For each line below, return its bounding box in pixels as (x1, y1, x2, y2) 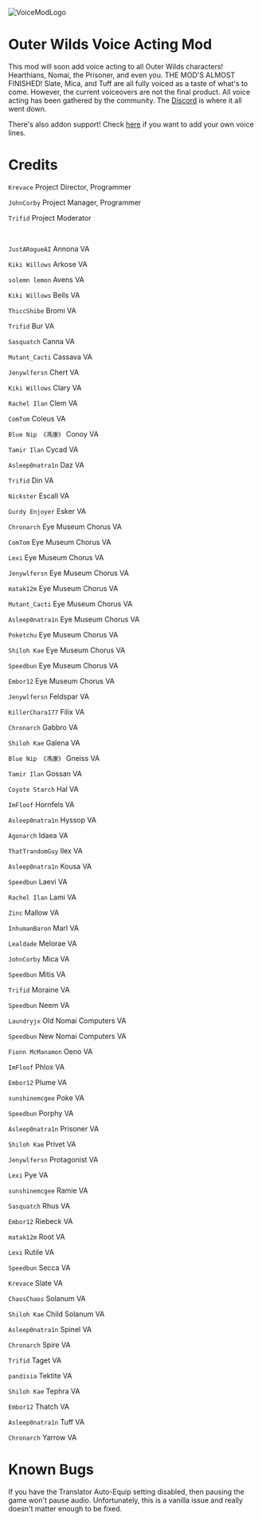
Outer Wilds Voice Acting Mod (8, 36, 213, 53)
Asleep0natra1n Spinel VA (8, 1324, 92, 1334)
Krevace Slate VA (8, 1278, 64, 1288)
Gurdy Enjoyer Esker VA (8, 506, 86, 515)
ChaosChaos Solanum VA (8, 1293, 86, 1303)
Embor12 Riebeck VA (8, 1216, 73, 1226)
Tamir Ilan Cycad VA (8, 445, 79, 454)
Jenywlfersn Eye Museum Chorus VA (8, 568, 129, 578)
